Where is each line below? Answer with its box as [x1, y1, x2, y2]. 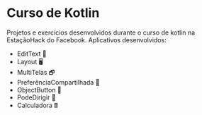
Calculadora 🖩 [16, 101, 58, 109]
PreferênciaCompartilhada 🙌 [16, 78, 100, 86]
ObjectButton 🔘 [16, 85, 62, 94]
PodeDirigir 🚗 [16, 93, 56, 102]
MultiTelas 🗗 [16, 68, 55, 76]
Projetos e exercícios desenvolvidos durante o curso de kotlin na [6, 28, 196, 37]
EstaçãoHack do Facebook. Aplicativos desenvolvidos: [6, 35, 167, 44]
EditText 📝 [16, 49, 47, 58]
